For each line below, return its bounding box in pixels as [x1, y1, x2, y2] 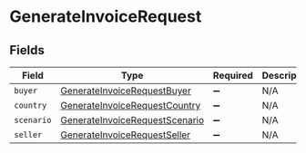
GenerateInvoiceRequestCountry [60, 100, 201, 111]
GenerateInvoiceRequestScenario [60, 114, 205, 126]
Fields [9, 43, 46, 58]
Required [212, 70, 253, 81]
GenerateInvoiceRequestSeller [60, 129, 191, 141]
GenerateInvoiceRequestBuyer [60, 84, 191, 97]
